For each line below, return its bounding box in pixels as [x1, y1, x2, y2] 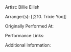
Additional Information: [5, 42, 51, 48]
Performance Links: [5, 33, 45, 38]
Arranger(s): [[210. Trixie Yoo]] [5, 14, 67, 19]
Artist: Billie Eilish [5, 4, 40, 10]
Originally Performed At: [5, 23, 54, 29]
